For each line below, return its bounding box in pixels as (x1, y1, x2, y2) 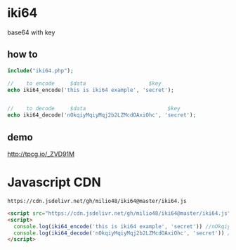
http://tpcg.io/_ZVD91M (7, 150, 75, 158)
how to (7, 48, 38, 60)
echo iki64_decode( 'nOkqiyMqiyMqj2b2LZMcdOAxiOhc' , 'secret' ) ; (7, 112, 197, 119)
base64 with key (7, 28, 55, 37)
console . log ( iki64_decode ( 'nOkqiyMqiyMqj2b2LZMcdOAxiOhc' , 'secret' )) (13, 230, 225, 237)
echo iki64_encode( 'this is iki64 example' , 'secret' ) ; (7, 86, 174, 93)
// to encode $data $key (7, 79, 162, 87)
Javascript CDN (7, 174, 101, 190)
